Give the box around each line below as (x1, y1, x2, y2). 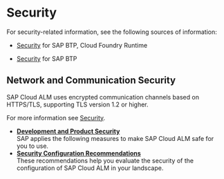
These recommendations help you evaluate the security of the (16, 156, 194, 164)
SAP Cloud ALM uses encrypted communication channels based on (6, 93, 200, 101)
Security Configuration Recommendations (16, 149, 141, 157)
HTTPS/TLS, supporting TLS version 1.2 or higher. (6, 100, 149, 109)
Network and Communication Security (6, 75, 176, 86)
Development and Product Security (16, 126, 120, 135)
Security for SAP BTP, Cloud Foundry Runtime (16, 41, 148, 49)
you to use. (16, 142, 49, 150)
